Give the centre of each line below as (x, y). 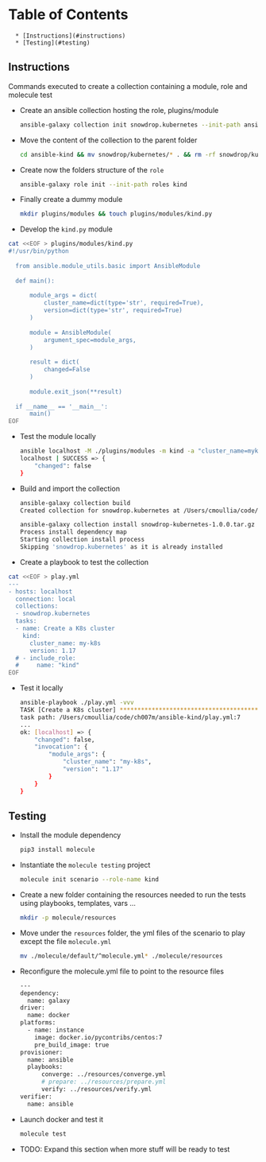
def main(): (35, 281)
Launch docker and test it (62, 1119)
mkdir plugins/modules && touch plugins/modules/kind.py (116, 214)
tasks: (26, 621)
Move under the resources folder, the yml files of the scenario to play (133, 933)
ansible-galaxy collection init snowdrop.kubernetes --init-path (130, 125)
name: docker (49, 1016)
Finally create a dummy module (71, 200)
